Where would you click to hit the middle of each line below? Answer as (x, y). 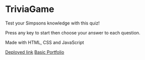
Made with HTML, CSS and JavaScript (44, 42)
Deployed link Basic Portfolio (35, 52)
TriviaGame (30, 9)
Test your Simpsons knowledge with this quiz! (52, 23)
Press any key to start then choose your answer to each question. (73, 32)
